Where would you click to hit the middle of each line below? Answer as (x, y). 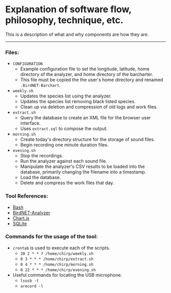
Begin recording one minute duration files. (64, 145)
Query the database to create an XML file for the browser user (85, 118)
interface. (30, 123)
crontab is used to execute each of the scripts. (61, 248)
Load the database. (40, 178)
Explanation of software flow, (68, 9)
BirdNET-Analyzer (31, 212)
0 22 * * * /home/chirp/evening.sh (58, 270)
